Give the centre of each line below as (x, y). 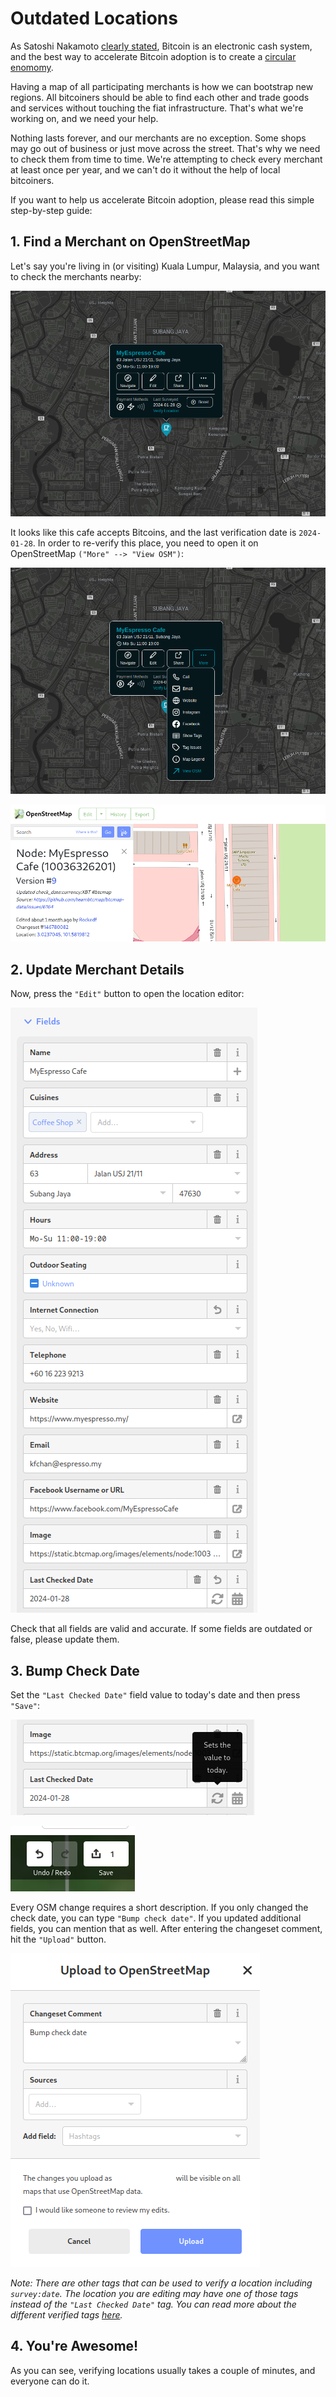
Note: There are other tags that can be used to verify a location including (161, 2283)
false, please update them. (65, 1639)
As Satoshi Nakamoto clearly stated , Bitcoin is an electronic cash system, (161, 46)
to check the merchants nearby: (76, 276)
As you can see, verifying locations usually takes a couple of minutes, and (163, 2370)
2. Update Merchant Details (97, 969)
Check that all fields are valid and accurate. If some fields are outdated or (161, 1629)
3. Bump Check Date (75, 1670)
